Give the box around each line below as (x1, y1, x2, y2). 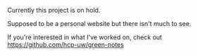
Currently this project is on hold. (7, 6, 101, 14)
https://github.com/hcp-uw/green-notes (7, 41, 125, 48)
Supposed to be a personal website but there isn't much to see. (7, 20, 192, 27)
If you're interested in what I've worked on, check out (7, 33, 162, 41)
